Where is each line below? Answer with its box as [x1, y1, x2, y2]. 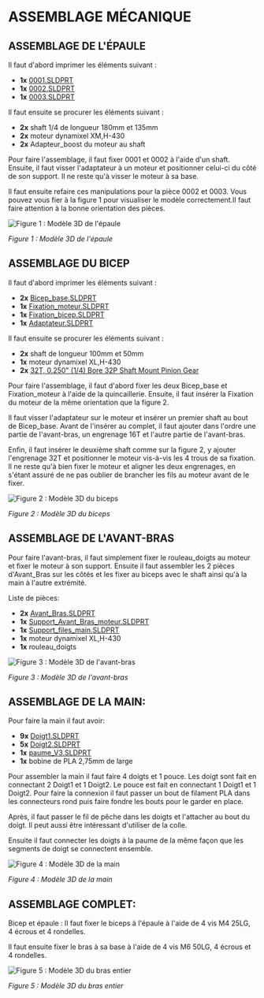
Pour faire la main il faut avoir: [8, 716, 105, 725]
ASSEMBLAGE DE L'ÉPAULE [8, 39, 147, 53]
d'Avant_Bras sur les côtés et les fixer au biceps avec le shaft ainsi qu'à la [8, 569, 247, 579]
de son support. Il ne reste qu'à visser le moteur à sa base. [8, 172, 199, 181]
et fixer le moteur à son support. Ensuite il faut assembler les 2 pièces [8, 560, 235, 571]
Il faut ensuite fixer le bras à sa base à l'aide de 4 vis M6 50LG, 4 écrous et [8, 942, 251, 951]
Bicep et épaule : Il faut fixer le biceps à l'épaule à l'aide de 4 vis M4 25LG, [8, 918, 251, 928]
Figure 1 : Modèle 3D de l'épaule [8, 234, 113, 244]
